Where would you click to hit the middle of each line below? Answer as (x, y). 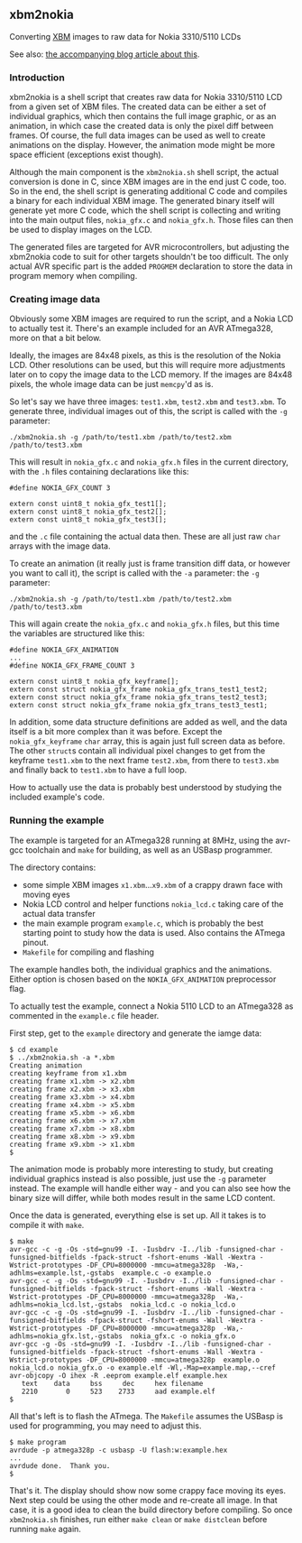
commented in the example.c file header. (84, 1015)
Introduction (37, 78)
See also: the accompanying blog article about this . (105, 54)
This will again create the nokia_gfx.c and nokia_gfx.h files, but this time (145, 624)
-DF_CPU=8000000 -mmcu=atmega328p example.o (173, 1360)
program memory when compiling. (73, 276)
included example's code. (57, 797)
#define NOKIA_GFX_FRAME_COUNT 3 (72, 666)
